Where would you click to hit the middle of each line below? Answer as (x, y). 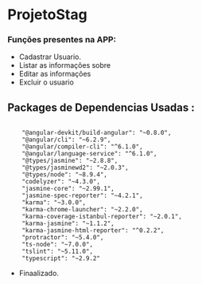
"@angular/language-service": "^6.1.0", (89, 154)
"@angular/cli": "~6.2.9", (66, 140)
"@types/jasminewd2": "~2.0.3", (75, 168)
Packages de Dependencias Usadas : (101, 107)
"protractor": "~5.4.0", (63, 238)
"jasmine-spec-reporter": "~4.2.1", (83, 196)
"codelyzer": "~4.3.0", (61, 182)
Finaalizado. (39, 274)
